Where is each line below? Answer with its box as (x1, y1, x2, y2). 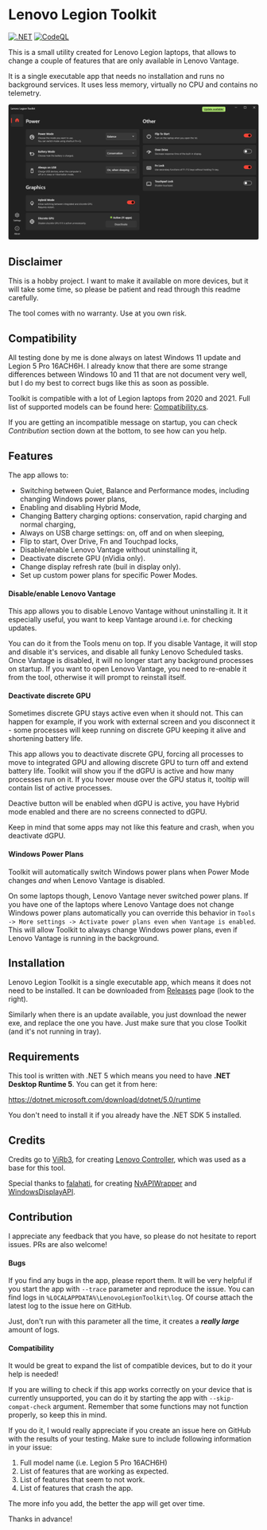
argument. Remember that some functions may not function (52, 1402, 249, 1411)
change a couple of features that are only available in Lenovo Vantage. (8, 56, 240, 65)
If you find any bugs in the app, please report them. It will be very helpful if (8, 1276, 253, 1285)
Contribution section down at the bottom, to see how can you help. (8, 426, 227, 436)
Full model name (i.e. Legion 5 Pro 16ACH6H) (19, 1458, 168, 1468)
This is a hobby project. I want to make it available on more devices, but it (8, 277, 249, 286)
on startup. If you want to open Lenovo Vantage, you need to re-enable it (8, 664, 247, 674)
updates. (8, 623, 37, 633)
